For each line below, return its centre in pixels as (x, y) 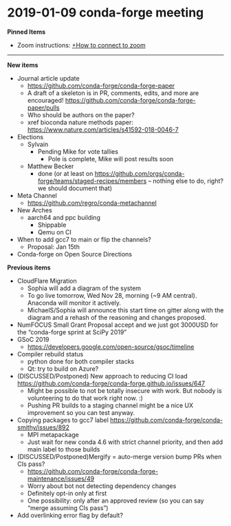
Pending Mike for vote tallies (78, 151)
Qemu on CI (55, 232)
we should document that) (75, 188)
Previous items (29, 267)
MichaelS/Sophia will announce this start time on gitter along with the (125, 310)
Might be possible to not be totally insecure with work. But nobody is (124, 390)
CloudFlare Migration (47, 281)
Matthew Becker (51, 166)
